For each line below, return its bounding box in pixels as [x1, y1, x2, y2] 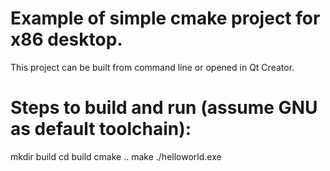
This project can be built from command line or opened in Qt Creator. [10, 61, 295, 73]
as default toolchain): [10, 118, 192, 141]
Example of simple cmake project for [10, 7, 321, 30]
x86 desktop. [10, 28, 123, 51]
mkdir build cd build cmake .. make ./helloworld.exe [10, 150, 222, 162]
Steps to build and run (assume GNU [10, 97, 318, 119]
